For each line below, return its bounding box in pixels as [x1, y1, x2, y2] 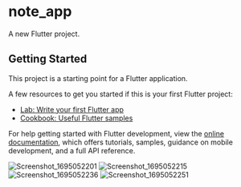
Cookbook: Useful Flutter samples [19, 113, 133, 123]
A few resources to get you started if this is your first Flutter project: [8, 89, 233, 99]
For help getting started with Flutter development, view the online [8, 128, 225, 138]
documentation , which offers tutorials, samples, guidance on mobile [8, 137, 233, 147]
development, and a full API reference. [8, 145, 136, 155]
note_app [8, 2, 72, 21]
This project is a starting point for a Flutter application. [8, 73, 188, 83]
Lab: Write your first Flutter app [19, 104, 125, 114]
